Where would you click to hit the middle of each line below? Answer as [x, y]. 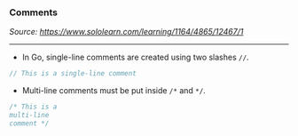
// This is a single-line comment [73, 74]
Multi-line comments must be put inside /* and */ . [114, 91]
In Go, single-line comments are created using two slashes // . [136, 57]
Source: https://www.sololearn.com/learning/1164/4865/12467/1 [126, 32]
